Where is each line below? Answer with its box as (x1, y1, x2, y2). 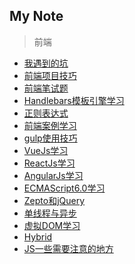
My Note (9, 8, 64, 25)
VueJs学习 (23, 144, 69, 156)
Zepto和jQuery (23, 194, 86, 206)
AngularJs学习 (23, 169, 84, 181)
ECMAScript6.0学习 (23, 182, 106, 194)
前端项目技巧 (23, 69, 77, 81)
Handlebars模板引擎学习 (23, 94, 125, 106)
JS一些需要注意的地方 (23, 242, 114, 254)
